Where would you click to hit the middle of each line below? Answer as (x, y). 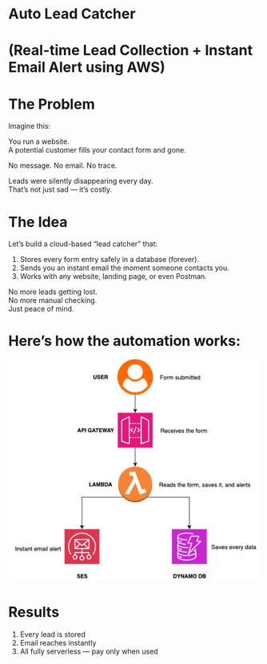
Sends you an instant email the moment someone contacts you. (124, 268)
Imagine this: (29, 126)
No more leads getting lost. (53, 292)
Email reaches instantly (58, 642)
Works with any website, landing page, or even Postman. (114, 276)
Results (34, 612)
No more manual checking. (53, 300)
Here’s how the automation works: (125, 341)
